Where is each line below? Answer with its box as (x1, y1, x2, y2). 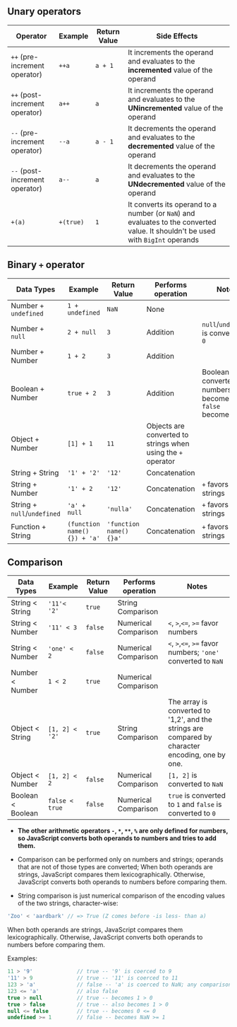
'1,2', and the (168, 714, 213, 724)
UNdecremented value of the (128, 179, 226, 189)
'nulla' (107, 505, 133, 513)
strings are (168, 724, 204, 733)
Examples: (7, 954, 37, 963)
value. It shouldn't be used (128, 226, 216, 236)
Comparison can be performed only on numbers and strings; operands (17, 855, 224, 864)
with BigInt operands (128, 235, 200, 245)
